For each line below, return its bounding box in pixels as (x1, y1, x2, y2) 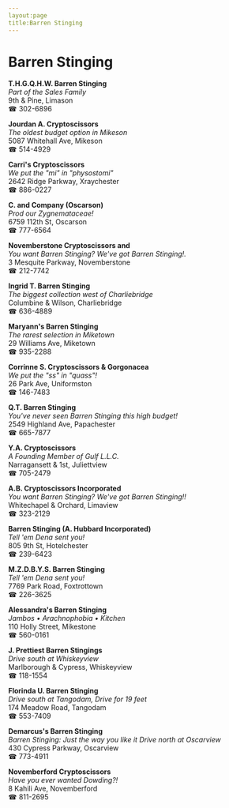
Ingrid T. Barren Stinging (8, 281, 91, 291)
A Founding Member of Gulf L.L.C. (8, 452, 120, 461)
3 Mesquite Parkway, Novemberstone (8, 257, 131, 267)
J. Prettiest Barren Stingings (8, 645, 103, 656)
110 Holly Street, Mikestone (8, 622, 96, 632)
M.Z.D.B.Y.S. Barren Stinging (8, 565, 105, 574)
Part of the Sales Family (8, 88, 87, 97)
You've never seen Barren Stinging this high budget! (8, 412, 178, 421)
